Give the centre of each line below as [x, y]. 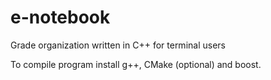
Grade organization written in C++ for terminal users [118, 45]
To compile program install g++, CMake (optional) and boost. [136, 64]
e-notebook [60, 17]
